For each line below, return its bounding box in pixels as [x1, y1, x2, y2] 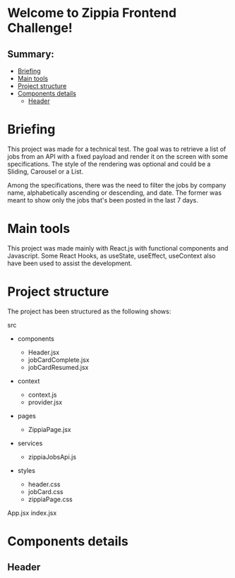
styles [17, 466, 35, 474]
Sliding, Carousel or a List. [7, 167, 83, 176]
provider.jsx [28, 397, 63, 407]
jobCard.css [28, 487, 64, 495]
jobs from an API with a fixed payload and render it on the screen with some [7, 152, 228, 160]
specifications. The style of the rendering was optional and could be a [7, 159, 211, 168]
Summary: [7, 48, 54, 60]
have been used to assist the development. [7, 259, 133, 267]
